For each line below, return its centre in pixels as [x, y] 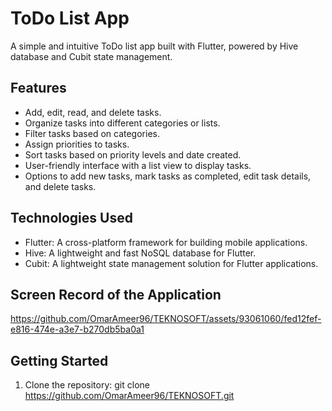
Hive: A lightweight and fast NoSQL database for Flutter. [140, 253]
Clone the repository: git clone [87, 385]
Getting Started [59, 360]
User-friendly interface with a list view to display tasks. [138, 165]
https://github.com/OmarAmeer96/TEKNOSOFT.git [129, 396]
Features [38, 88]
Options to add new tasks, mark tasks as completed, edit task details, [168, 176]
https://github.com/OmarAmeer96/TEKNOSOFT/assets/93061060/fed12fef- [166, 319]
